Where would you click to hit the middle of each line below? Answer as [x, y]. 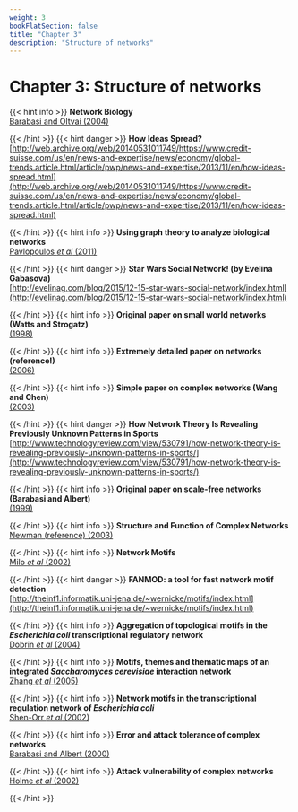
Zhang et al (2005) [44, 681]
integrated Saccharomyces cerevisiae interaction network [120, 672]
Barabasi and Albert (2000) [60, 754]
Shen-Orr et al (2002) [50, 718]
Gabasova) [30, 278]
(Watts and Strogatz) [49, 325]
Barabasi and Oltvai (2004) [59, 121]
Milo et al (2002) [40, 563]
